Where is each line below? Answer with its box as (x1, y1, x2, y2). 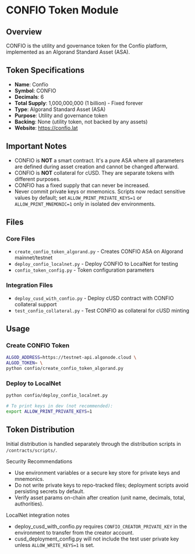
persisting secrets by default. (14, 487, 85, 494)
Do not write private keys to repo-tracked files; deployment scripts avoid (14, 482, 189, 489)
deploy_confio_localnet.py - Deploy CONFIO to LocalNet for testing (14, 261, 179, 268)
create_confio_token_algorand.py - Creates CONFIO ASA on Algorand (14, 248, 183, 255)
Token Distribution (6, 425, 75, 435)
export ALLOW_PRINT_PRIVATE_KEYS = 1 (6, 408, 93, 414)
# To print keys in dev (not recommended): (6, 403, 114, 409)
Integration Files (6, 281, 54, 289)
